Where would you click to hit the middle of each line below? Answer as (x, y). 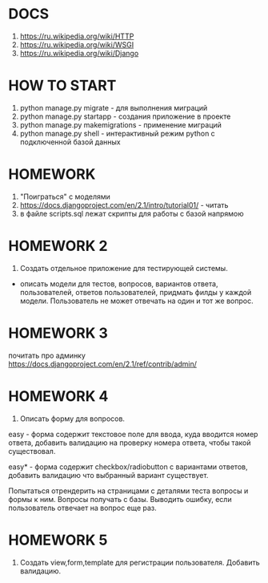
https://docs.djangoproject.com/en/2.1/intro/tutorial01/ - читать (124, 204)
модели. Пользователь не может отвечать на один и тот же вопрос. (136, 301)
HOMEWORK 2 (58, 246)
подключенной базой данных (70, 142)
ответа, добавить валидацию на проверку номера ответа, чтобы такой (130, 443)
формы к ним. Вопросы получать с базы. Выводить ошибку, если (120, 499)
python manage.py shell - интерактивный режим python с (118, 133)
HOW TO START (62, 86)
